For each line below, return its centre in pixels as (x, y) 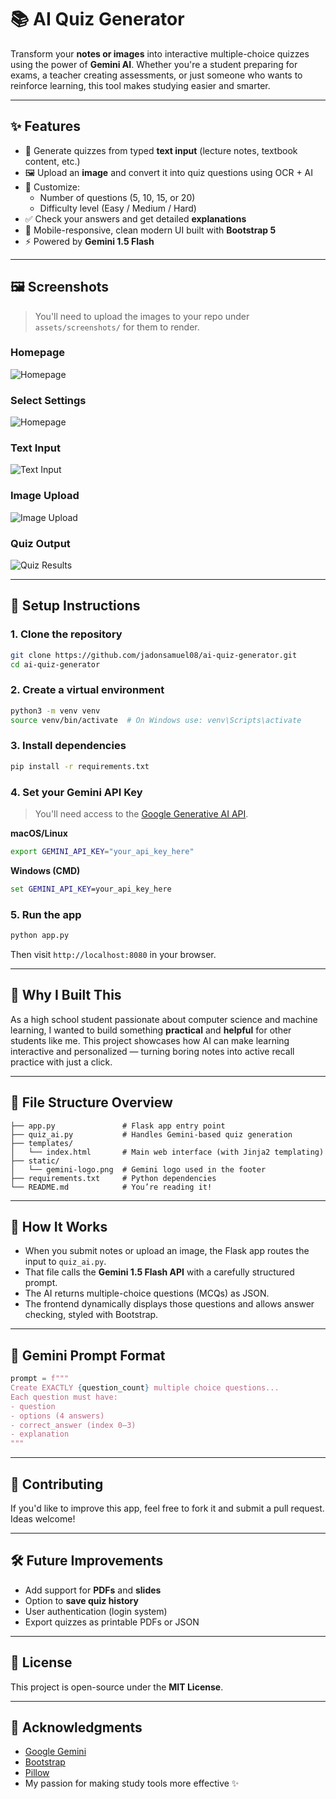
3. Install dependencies (68, 746)
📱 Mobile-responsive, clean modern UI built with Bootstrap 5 (150, 230)
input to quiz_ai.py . (65, 1262)
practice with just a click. (61, 1062)
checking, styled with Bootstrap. (91, 1315)
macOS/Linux (39, 833)
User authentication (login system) (96, 1611)
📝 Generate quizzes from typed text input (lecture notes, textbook (161, 150)
